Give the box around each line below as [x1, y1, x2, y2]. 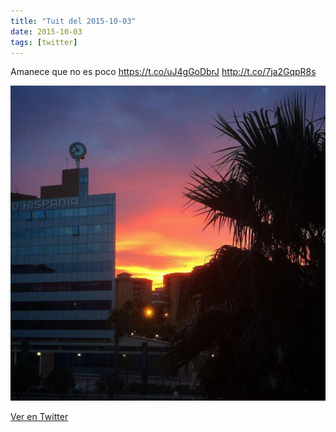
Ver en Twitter [10, 411, 69, 423]
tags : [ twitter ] [10, 37, 78, 47]
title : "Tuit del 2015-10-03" [10, 16, 137, 26]
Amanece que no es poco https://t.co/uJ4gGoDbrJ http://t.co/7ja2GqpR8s [10, 66, 317, 78]
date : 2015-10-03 [10, 26, 83, 37]
